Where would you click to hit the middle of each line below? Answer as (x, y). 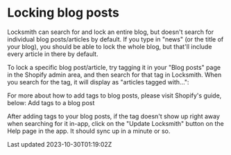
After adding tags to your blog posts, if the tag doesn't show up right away (114, 116)
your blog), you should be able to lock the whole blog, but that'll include (110, 46)
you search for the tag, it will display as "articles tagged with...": (98, 82)
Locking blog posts (63, 13)
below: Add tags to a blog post (51, 102)
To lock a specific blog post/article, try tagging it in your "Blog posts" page (114, 67)
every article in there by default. (53, 54)
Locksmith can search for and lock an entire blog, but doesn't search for (110, 32)
